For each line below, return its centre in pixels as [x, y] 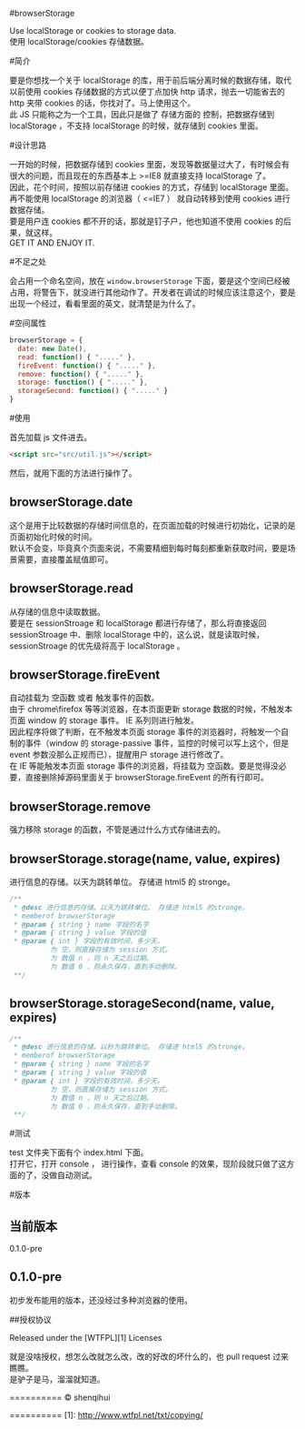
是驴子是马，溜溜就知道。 [57, 1379]
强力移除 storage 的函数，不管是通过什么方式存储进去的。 [117, 830]
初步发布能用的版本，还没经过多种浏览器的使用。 [101, 1300]
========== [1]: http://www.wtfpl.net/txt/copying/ [106, 1414]
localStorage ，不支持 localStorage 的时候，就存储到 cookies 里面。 [136, 126]
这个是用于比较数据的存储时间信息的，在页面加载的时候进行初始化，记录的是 [152, 525]
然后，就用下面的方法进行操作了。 [73, 473]
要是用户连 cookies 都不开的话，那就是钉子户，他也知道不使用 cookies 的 [147, 221]
